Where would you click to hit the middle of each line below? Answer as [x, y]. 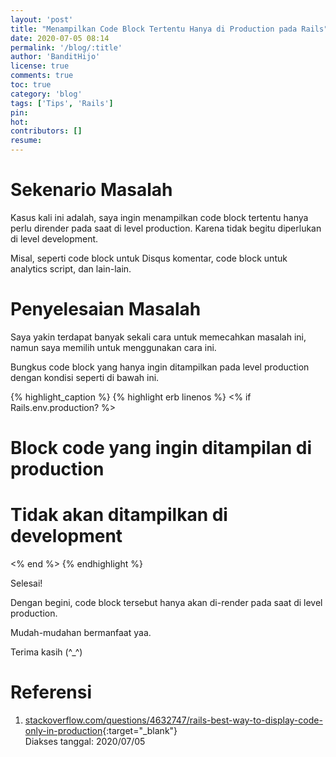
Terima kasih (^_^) [46, 652]
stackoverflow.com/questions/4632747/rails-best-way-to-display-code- [173, 720]
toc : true [31, 85]
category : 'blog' [46, 94]
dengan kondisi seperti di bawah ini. [85, 377]
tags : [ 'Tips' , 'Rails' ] [62, 103]
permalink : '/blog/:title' [66, 47]
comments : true [42, 76]
